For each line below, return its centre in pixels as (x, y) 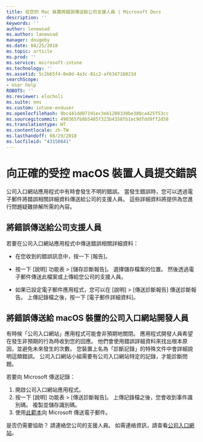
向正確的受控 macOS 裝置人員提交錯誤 (101, 173)
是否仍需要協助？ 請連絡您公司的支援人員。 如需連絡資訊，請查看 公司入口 (98, 426)
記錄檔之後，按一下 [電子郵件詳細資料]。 (88, 297)
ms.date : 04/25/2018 (32, 46)
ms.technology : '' (29, 68)
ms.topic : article (29, 52)
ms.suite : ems (24, 102)
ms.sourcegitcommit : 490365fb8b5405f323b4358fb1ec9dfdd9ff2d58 (88, 119)
